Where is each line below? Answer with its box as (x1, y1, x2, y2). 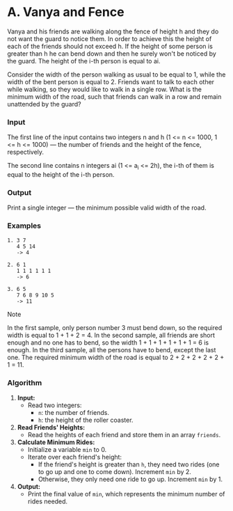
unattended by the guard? (7, 100, 81, 108)
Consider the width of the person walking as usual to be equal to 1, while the (7, 70, 226, 79)
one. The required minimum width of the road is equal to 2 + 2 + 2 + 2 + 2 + (7, 353, 225, 361)
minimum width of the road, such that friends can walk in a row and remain (7, 92, 222, 101)
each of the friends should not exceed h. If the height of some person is (7, 42, 214, 50)
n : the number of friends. (38, 408, 110, 416)
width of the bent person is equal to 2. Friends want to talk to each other (7, 77, 214, 86)
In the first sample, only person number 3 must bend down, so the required (7, 323, 223, 331)
